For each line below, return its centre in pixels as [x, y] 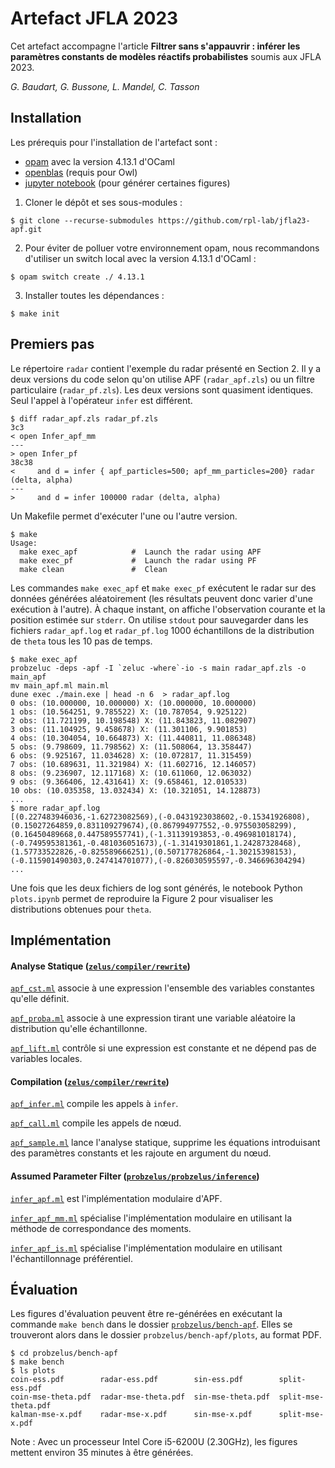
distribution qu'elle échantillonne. [79, 1029]
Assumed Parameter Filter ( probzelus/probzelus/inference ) [135, 1176]
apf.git [26, 229]
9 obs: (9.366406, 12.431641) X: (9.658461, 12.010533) [129, 782]
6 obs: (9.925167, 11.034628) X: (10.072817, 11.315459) [131, 755]
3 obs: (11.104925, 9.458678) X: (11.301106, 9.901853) [129, 729]
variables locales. [46, 1059]
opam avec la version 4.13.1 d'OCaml [100, 161]
